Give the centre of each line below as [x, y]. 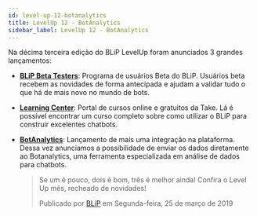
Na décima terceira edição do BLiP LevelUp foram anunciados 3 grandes [125, 53]
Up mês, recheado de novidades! [92, 189]
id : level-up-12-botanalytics [58, 15]
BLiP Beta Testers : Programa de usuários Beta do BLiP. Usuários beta [132, 76]
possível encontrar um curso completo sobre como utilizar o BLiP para [133, 116]
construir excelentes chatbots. [69, 124]
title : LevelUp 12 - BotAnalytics [65, 23]
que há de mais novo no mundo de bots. [85, 93]
